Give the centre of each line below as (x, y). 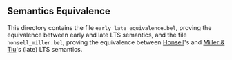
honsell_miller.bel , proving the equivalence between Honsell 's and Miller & (116, 42)
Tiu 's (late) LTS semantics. (45, 49)
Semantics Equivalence (59, 11)
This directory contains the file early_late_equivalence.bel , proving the (109, 27)
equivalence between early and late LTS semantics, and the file (97, 35)
